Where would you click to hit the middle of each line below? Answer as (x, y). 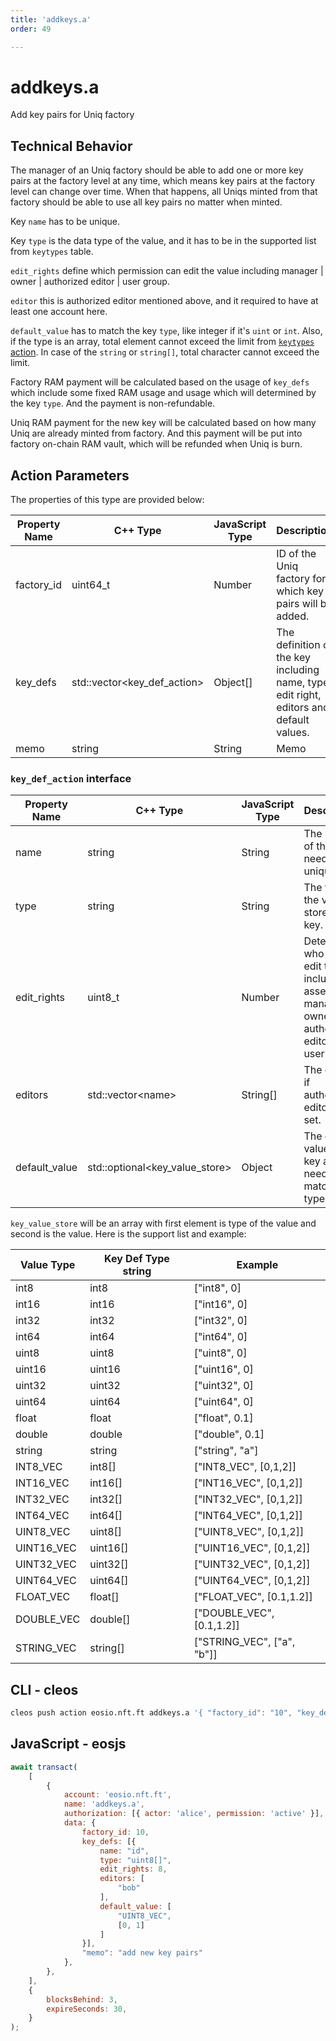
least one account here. (59, 312)
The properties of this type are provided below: (107, 500)
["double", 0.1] (229, 1434)
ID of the (296, 554)
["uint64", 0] (223, 1402)
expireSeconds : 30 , (87, 2009)
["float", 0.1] (223, 1418)
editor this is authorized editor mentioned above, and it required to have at (164, 301)
